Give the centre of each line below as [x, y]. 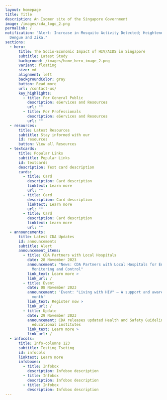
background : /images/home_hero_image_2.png [64, 61]
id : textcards [33, 162]
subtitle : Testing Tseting [46, 348]
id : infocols [32, 352]
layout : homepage [23, 10]
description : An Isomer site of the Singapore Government [66, 19]
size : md [27, 70]
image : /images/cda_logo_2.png [38, 24]
